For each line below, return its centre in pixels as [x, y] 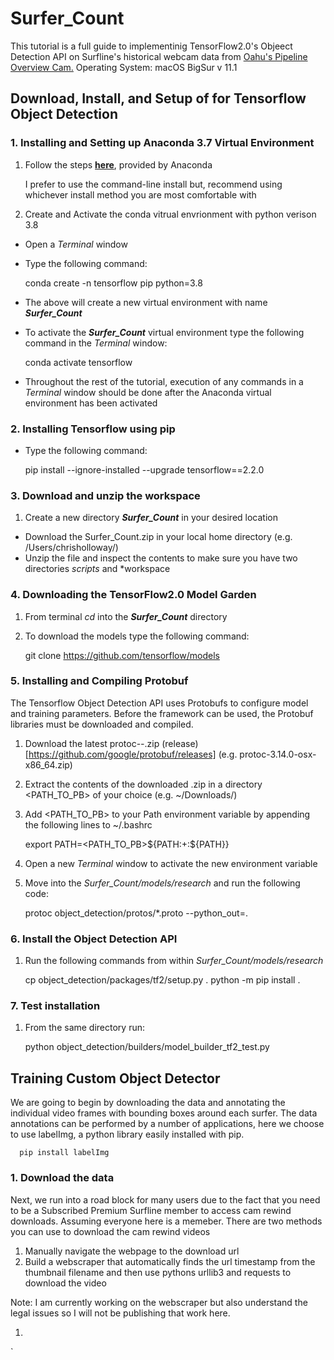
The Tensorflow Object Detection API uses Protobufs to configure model [159, 703]
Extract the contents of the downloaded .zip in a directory [143, 784]
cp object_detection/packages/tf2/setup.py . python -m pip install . [162, 980]
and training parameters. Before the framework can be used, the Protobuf [162, 713]
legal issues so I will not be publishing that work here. [120, 1313]
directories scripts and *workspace [97, 569]
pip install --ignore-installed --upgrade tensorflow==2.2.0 [144, 469]
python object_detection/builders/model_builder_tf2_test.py [147, 1047]
